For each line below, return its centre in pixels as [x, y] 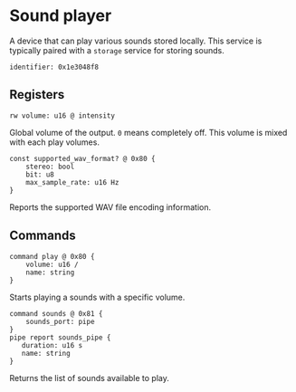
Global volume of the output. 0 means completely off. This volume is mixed [148, 132]
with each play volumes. [54, 142]
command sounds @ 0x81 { [56, 313]
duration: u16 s [52, 345]
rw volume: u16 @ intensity [62, 115]
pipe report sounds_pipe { [60, 337]
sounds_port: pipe [60, 321]
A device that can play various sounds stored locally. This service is [136, 41]
